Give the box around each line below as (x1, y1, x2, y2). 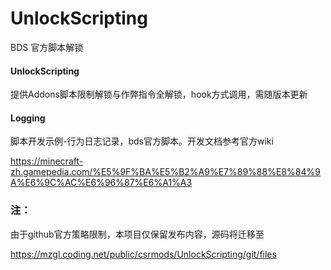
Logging (10, 112, 46, 124)
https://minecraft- (10, 155, 84, 167)
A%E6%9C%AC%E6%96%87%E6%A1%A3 (10, 177, 193, 189)
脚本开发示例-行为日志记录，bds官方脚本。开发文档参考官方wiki (10, 135, 274, 147)
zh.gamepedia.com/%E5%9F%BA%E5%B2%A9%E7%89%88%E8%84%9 (10, 166, 321, 178)
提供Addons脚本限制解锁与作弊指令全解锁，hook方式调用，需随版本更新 (10, 88, 308, 101)
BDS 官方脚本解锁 (10, 41, 84, 53)
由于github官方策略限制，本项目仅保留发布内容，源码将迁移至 (10, 228, 265, 240)
